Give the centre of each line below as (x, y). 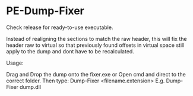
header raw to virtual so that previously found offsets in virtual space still (95, 45)
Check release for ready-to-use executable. (60, 27)
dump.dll (31, 87)
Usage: (15, 63)
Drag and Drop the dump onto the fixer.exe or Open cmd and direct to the (96, 74)
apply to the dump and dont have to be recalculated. (70, 51)
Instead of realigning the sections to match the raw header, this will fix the (96, 39)
